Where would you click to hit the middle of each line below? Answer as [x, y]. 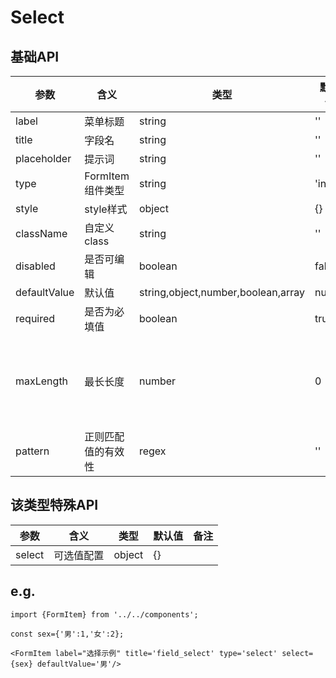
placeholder [43, 158]
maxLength [42, 381]
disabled [35, 266]
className [41, 233]
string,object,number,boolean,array [222, 292]
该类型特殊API [54, 505]
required [35, 318]
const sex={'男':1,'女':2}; [67, 634]
